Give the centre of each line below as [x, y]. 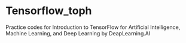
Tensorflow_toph [49, 11]
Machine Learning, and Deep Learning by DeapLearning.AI [78, 33]
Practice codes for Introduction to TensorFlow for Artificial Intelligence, [93, 27]
